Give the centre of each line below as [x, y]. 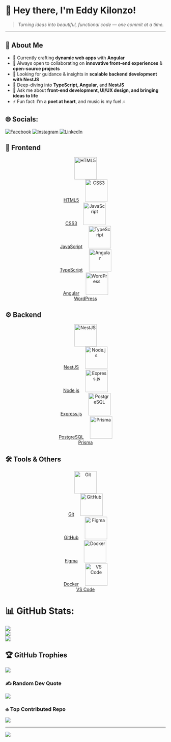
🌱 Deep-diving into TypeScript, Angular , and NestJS [68, 85]
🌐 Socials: [22, 119]
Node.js [71, 390]
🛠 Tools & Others [33, 459]
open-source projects [36, 68]
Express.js [71, 414]
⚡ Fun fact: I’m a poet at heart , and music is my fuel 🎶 [69, 101]
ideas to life [25, 95]
